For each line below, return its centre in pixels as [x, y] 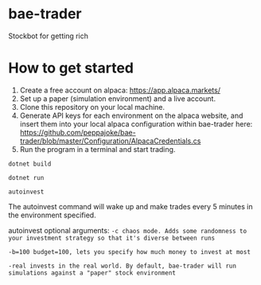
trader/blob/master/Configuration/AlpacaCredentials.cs [110, 141]
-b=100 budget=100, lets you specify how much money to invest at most [129, 252]
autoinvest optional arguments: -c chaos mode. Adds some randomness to [128, 230]
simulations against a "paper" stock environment [92, 273]
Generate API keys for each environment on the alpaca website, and [131, 115]
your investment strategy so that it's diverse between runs [112, 238]
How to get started [71, 68]
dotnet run [26, 178]
